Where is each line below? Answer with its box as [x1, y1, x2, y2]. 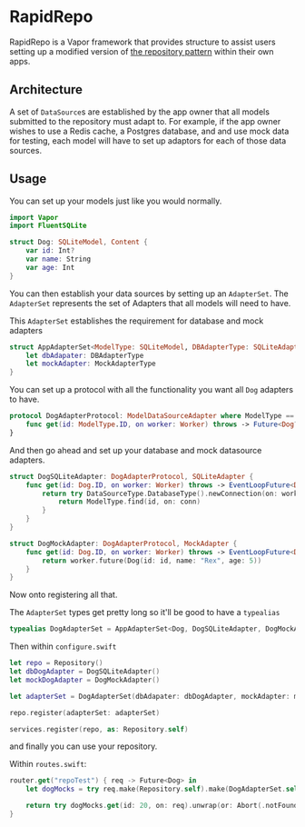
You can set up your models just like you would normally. [9, 195, 222, 206]
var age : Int [25, 263, 75, 272]
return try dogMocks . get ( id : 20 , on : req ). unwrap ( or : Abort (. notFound [25, 802, 299, 811]
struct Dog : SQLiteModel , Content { [9, 238, 148, 247]
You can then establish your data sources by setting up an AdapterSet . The [9, 288, 289, 299]
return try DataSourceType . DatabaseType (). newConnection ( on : [42, 489, 279, 498]
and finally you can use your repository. [9, 741, 158, 752]
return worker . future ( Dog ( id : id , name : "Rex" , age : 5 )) [42, 556, 262, 565]
